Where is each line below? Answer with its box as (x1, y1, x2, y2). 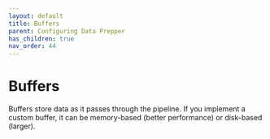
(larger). (8, 121, 36, 131)
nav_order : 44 (8, 42, 57, 50)
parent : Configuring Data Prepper (8, 27, 126, 35)
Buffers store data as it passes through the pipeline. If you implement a (8, 104, 246, 114)
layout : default (8, 11, 63, 20)
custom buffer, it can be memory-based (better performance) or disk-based (8, 113, 263, 123)
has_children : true (8, 34, 75, 43)
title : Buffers (8, 20, 60, 28)
